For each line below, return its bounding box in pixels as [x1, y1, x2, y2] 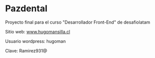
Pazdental [5, 3, 48, 14]
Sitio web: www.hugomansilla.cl [5, 29, 71, 34]
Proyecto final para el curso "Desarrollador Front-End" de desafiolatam [5, 19, 151, 25]
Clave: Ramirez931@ [5, 48, 47, 54]
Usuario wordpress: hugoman [5, 38, 66, 44]
